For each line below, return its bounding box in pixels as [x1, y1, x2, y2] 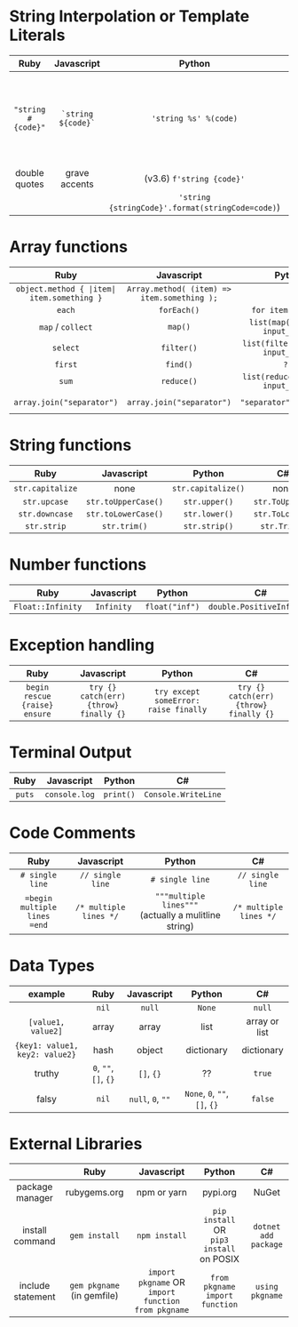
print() [103, 789, 136, 799]
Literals [9, 25, 66, 45]
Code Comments [9, 822, 136, 843]
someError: [153, 695, 200, 706]
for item [251, 305, 288, 315]
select [51, 342, 80, 353]
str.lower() [183, 508, 234, 519]
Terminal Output [9, 742, 132, 762]
